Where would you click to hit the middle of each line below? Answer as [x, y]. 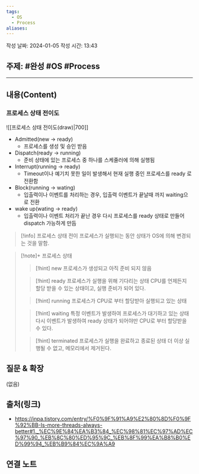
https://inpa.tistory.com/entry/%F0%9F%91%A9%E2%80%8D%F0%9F [103, 419]
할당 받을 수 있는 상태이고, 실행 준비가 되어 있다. [91, 288]
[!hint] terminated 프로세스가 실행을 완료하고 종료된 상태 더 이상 [109, 340]
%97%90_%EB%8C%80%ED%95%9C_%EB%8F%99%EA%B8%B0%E [102, 438]
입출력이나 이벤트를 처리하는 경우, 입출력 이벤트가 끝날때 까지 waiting [103, 194]
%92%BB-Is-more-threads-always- [58, 425]
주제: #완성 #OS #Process [53, 66]
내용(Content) [32, 95]
